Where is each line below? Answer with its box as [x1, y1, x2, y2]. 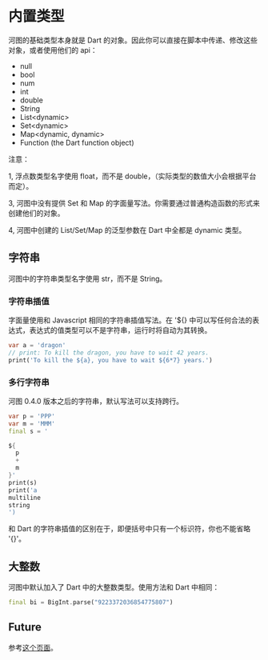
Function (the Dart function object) [19, 138, 134, 147]
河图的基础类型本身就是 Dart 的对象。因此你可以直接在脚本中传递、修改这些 [8, 35, 258, 45]
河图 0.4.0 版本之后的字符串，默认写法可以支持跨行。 [8, 396, 184, 406]
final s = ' [8, 427, 48, 435]
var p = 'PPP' [8, 412, 56, 420]
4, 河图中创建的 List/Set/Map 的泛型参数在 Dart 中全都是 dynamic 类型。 [8, 225, 246, 234]
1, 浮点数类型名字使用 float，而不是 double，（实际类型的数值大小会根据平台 [8, 171, 257, 181]
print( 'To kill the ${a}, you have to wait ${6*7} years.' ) [8, 356, 214, 364]
